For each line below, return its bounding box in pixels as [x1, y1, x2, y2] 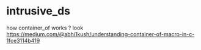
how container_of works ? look [6, 24, 84, 31]
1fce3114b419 [6, 37, 40, 44]
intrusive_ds [6, 4, 71, 18]
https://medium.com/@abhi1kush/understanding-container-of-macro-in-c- [6, 30, 195, 37]
